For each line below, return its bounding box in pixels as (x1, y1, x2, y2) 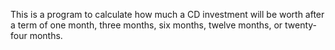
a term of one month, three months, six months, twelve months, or (10, 19, 283, 31)
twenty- (284, 19, 318, 31)
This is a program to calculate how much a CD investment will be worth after (10, 9, 325, 20)
